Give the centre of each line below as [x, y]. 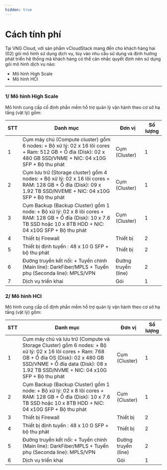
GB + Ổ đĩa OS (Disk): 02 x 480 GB [63, 358]
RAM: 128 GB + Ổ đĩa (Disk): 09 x [62, 185]
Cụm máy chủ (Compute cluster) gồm [66, 139]
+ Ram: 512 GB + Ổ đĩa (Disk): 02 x [64, 152]
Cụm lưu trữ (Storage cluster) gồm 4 [65, 172]
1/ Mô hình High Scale [32, 96]
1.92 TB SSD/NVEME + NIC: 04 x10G [66, 191]
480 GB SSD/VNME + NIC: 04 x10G [64, 158]
